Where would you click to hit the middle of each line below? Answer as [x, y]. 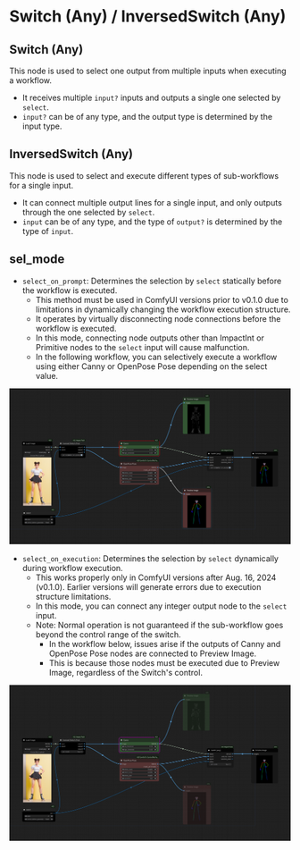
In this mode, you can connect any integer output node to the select [161, 606]
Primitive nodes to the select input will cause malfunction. [142, 347]
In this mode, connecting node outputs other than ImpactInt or [150, 338]
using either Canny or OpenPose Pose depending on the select [151, 366]
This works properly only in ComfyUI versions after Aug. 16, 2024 [156, 577]
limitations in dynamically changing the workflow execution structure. [163, 309]
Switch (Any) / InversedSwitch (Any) [148, 17]
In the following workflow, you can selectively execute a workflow [156, 357]
